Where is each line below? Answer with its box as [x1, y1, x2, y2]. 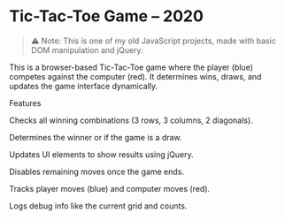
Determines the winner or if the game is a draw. [9, 132, 183, 142]
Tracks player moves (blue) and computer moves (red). [9, 183, 211, 193]
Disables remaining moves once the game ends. [9, 166, 184, 177]
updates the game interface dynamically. [9, 80, 158, 91]
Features [9, 97, 42, 108]
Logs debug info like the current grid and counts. [9, 201, 188, 211]
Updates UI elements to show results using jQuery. [9, 148, 195, 160]
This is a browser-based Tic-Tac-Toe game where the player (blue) [9, 62, 254, 72]
